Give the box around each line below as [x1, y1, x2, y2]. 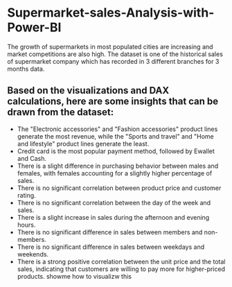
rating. [17, 191, 36, 199]
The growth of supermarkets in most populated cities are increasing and [7, 42, 213, 51]
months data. [7, 64, 45, 73]
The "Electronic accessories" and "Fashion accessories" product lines [17, 125, 218, 133]
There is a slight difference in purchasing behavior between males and [17, 162, 219, 170]
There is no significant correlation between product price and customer [17, 184, 222, 192]
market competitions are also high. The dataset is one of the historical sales [7, 50, 224, 58]
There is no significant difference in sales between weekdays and [17, 243, 205, 251]
